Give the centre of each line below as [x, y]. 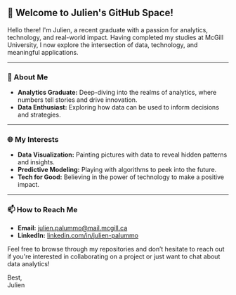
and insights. [36, 162]
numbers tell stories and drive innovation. [77, 100]
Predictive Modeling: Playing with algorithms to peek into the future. [117, 170]
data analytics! [28, 263]
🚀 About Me [28, 77]
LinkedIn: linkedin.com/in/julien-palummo [78, 235]
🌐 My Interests [33, 140]
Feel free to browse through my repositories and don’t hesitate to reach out [116, 249]
